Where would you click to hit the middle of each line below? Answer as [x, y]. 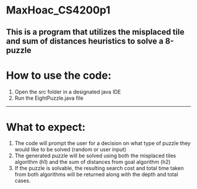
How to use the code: [59, 75]
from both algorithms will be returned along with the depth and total [96, 174]
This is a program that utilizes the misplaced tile [95, 32]
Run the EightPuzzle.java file [49, 98]
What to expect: [46, 127]
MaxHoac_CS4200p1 [58, 10]
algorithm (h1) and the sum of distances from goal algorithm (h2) [93, 162]
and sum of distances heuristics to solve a [85, 41]
